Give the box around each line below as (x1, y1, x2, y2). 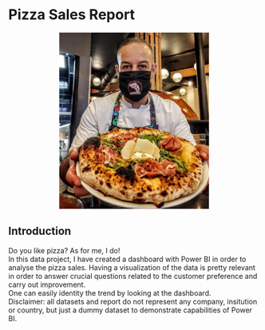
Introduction (8, 225, 72, 238)
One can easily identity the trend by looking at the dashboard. (8, 288, 212, 297)
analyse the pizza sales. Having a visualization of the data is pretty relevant (8, 262, 255, 272)
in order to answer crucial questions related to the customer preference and (8, 271, 258, 280)
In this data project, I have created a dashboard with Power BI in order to (8, 254, 247, 264)
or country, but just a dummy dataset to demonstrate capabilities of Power (8, 305, 253, 315)
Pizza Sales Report (8, 6, 136, 24)
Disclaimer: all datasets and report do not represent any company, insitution (8, 296, 258, 306)
